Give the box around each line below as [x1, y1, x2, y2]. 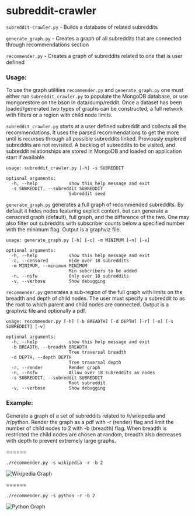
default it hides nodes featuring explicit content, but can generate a [6, 207, 168, 214]
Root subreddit [68, 380, 106, 386]
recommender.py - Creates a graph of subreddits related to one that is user [6, 52, 183, 59]
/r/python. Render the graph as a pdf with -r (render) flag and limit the [6, 418, 174, 425]
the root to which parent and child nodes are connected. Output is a [6, 301, 169, 308]
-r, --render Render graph [11, 365, 100, 371]
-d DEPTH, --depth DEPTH [11, 354, 72, 361]
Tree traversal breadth [68, 350, 127, 356]
